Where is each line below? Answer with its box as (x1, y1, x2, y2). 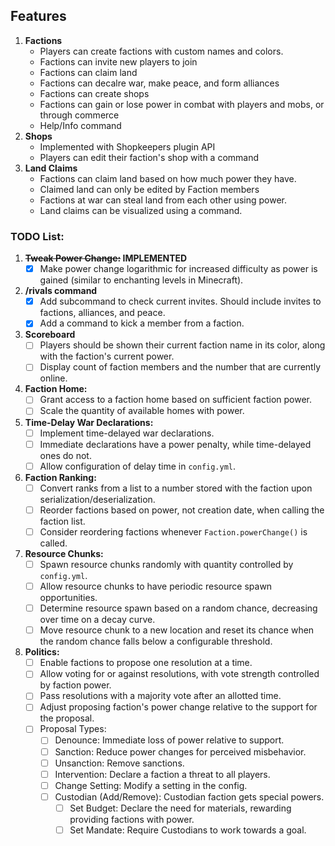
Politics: (24, 646, 60, 658)
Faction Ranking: (24, 471, 97, 483)
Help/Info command (39, 119, 122, 131)
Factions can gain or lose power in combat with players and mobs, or (39, 98, 325, 110)
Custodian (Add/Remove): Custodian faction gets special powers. (54, 790, 325, 803)
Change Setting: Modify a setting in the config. (54, 779, 248, 791)
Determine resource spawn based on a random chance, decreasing (39, 602, 318, 614)
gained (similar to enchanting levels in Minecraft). (39, 274, 244, 286)
